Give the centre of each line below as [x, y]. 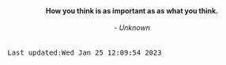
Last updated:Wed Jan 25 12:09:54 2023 [85, 53]
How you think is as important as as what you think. [132, 11]
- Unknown [132, 28]
